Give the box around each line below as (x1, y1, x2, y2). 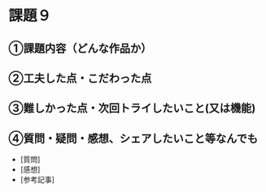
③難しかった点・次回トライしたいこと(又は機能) (8, 101, 256, 115)
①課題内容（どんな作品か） (8, 41, 152, 55)
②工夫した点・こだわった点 (8, 71, 152, 85)
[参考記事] (20, 175, 55, 185)
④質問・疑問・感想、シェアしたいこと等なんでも (8, 131, 259, 145)
